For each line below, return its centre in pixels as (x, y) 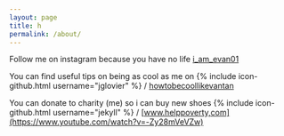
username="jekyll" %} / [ (98, 113)
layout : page (33, 17)
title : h (25, 26)
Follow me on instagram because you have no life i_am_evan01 (124, 60)
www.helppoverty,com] (187, 113)
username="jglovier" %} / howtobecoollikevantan (143, 86)
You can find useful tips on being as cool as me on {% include (123, 76)
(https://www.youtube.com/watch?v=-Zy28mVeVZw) (106, 122)
